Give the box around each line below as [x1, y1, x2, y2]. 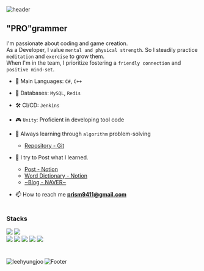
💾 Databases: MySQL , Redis [15, 89, 81, 96]
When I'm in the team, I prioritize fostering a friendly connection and [6, 59, 181, 67]
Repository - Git [24, 142, 65, 149]
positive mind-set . [6, 65, 55, 73]
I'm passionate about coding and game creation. [6, 40, 128, 47]
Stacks [6, 214, 27, 223]
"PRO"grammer [6, 23, 68, 34]
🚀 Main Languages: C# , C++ [15, 77, 82, 85]
